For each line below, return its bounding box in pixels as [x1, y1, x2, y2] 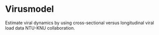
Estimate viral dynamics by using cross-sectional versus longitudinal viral [5, 20, 154, 26]
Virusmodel [5, 3, 54, 15]
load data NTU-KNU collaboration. [5, 25, 75, 31]
